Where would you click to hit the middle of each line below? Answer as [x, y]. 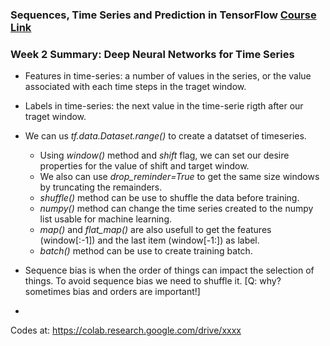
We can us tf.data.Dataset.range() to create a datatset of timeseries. [165, 136]
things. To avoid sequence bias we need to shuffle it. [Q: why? [153, 281]
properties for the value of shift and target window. [144, 166]
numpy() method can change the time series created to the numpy [176, 209]
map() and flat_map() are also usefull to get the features [155, 230]
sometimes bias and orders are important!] [112, 292]
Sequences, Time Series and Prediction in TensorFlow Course [163, 15]
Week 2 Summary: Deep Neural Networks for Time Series [152, 54]
